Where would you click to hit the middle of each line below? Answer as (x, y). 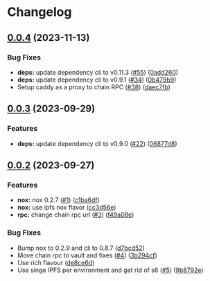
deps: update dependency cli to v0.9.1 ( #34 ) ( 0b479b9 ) (97, 80)
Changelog (40, 12)
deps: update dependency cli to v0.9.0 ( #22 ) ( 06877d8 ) (97, 143)
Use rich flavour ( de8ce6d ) (56, 262)
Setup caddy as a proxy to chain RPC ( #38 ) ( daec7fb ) (94, 87)
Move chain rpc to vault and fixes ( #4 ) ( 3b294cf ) (87, 255)
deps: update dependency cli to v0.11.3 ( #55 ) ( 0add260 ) (98, 72)
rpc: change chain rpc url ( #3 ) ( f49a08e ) (76, 215)
